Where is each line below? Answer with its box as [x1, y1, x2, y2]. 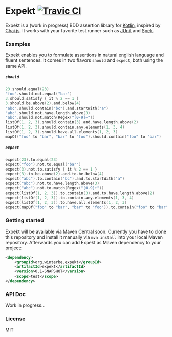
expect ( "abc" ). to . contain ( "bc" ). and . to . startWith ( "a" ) [5, 176, 125, 181]
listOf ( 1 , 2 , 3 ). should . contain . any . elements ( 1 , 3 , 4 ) [5, 124, 125, 130]
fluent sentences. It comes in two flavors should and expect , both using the [5, 57, 163, 64]
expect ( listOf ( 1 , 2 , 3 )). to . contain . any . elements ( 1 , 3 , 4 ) [5, 195, 134, 200]
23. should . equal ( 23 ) [5, 87, 50, 92]
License [5, 315, 26, 322]
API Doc [5, 290, 26, 298]
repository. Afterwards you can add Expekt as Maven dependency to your [5, 239, 161, 245]
